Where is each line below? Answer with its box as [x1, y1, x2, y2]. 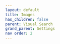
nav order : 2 [5, 31, 33, 36]
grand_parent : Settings [5, 26, 55, 31]
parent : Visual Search [5, 21, 53, 27]
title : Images [5, 12, 35, 17]
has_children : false [5, 17, 49, 22]
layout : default [5, 7, 39, 13]
